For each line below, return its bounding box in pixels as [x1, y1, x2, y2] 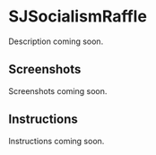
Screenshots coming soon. [8, 85, 108, 96]
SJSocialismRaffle [8, 6, 147, 27]
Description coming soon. [8, 36, 104, 47]
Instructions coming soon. [8, 135, 105, 146]
